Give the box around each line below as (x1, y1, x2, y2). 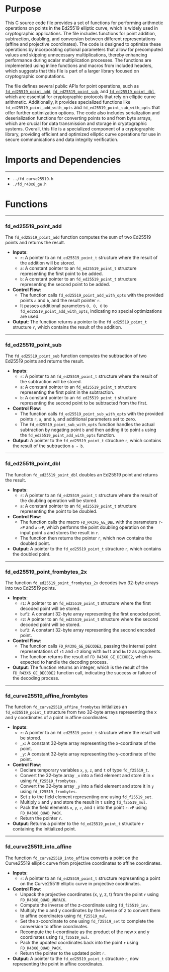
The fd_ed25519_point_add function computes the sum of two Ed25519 (5, 234, 151, 240)
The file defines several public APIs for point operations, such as (5, 83, 139, 89)
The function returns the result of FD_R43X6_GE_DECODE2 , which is (20, 654, 153, 660)
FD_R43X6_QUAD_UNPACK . (20, 896, 67, 902)
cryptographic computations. (5, 73, 65, 79)
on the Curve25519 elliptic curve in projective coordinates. (20, 880, 141, 886)
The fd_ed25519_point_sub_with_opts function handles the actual (20, 422, 155, 428)
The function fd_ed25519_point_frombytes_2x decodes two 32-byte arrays (5, 580, 158, 586)
